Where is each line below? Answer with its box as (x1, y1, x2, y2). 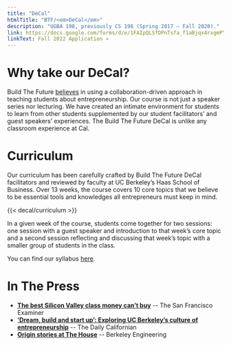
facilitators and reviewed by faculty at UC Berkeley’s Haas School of (7, 178, 200, 186)
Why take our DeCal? (7, 65, 130, 81)
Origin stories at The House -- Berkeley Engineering (16, 330, 167, 338)
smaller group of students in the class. (7, 241, 115, 249)
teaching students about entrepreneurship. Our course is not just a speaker (7, 95, 221, 104)
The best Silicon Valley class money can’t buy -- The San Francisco (16, 301, 213, 309)
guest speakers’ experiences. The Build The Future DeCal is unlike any (7, 117, 208, 126)
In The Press (7, 278, 80, 294)
